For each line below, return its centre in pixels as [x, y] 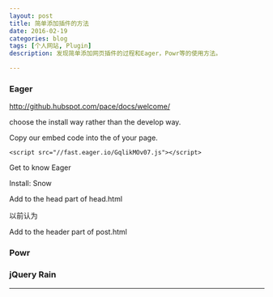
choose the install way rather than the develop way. [95, 122]
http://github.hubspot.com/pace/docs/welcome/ [90, 107]
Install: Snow [30, 184]
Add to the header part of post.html [68, 232]
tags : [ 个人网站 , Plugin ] [51, 46]
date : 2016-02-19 [38, 31]
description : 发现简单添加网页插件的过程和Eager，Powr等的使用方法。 [115, 53]
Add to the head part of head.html [66, 199]
